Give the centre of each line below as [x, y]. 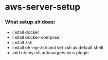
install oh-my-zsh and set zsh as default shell [58, 48]
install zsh [22, 43]
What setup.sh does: [30, 22]
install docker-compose [36, 37]
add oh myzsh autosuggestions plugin [50, 53]
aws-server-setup [43, 7]
